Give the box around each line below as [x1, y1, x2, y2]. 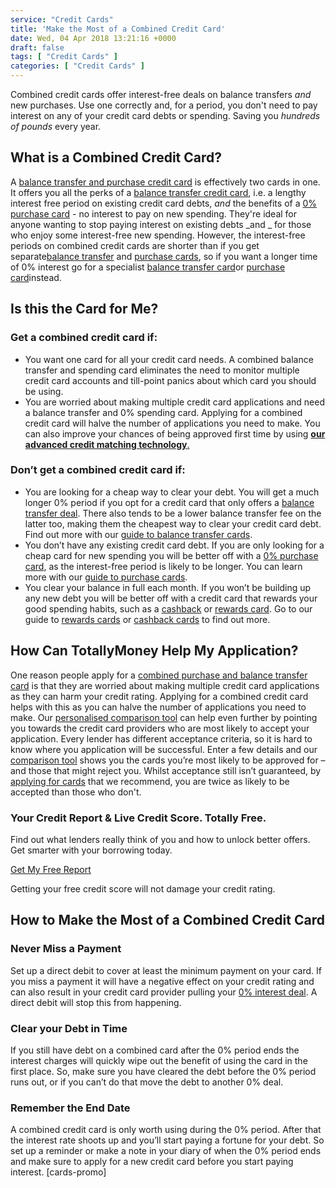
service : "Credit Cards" [10, 14, 114, 25]
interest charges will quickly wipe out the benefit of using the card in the [10, 1054, 308, 1066]
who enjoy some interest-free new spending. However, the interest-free [10, 229, 306, 241]
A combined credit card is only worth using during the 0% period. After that [10, 1124, 322, 1136]
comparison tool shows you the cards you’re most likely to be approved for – [10, 754, 326, 766]
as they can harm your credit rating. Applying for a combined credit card [10, 690, 309, 702]
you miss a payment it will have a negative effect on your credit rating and [10, 975, 315, 987]
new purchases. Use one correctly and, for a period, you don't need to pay [10, 99, 318, 111]
